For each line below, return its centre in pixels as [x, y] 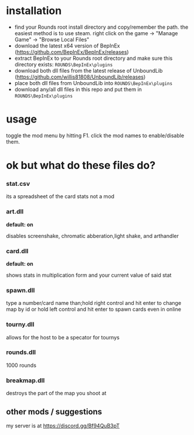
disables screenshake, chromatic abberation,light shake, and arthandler [93, 236]
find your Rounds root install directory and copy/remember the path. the [101, 27]
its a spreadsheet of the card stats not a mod [60, 196]
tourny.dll [20, 325]
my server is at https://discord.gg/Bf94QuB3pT [63, 426]
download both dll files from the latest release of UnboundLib [89, 70]
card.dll [17, 251]
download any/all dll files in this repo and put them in [78, 89]
